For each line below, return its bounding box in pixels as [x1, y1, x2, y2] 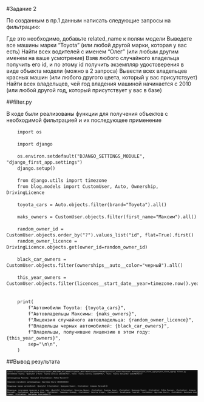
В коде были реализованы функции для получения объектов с [6, 110, 168, 117]
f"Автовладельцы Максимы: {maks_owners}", [28, 311, 137, 317]
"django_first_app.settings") [6, 159, 83, 166]
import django [17, 141, 53, 147]
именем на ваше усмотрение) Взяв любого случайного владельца [6, 55, 180, 61]
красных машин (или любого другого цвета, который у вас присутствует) [6, 74, 198, 81]
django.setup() [17, 166, 56, 172]
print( [17, 299, 34, 305]
